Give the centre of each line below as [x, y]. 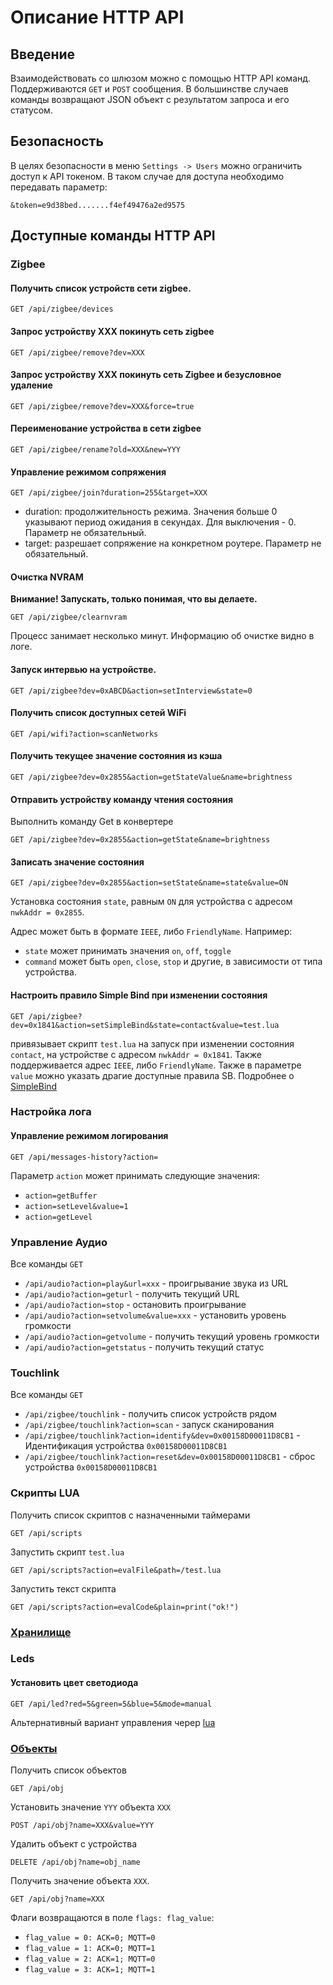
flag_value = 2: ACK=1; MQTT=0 [90, 1959]
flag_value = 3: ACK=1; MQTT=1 [90, 1969]
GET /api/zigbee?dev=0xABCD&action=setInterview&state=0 [131, 691]
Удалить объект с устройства [74, 1843]
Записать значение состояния [77, 862]
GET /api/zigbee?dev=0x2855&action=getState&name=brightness [140, 840]
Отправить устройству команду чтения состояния [122, 799]
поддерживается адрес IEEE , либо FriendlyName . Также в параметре [156, 1065]
